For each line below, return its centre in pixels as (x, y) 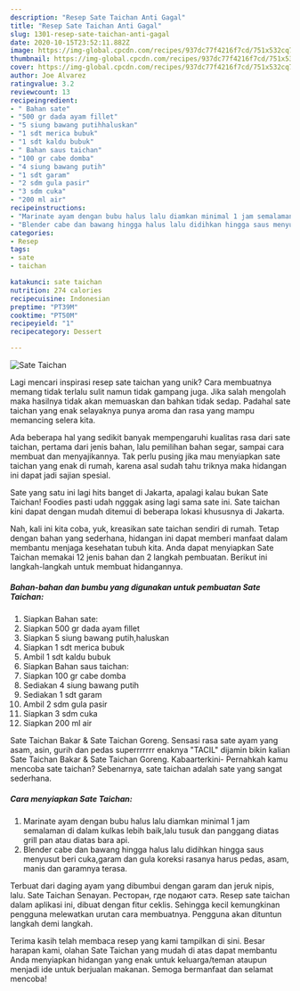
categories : (32, 233)
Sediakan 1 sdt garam (62, 694)
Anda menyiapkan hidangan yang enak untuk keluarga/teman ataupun (138, 960)
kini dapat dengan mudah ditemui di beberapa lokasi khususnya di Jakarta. (147, 512)
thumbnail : (30, 59)
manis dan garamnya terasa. (75, 868)
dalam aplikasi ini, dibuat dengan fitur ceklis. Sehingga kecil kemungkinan (145, 905)
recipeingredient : (44, 100)
